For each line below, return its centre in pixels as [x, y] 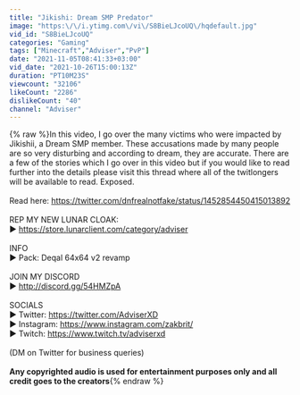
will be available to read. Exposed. [72, 182]
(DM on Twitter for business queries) [77, 353]
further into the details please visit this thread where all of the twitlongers [144, 172]
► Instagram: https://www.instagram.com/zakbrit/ [101, 324]
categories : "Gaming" [50, 42]
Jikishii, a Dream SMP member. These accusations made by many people [144, 144]
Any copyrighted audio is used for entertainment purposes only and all [143, 372]
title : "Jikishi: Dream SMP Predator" [81, 17]
